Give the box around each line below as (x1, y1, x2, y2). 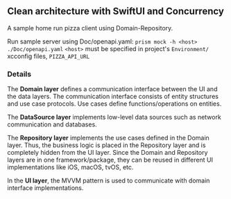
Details (7, 69, 32, 79)
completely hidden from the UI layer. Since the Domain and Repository (7, 149, 208, 157)
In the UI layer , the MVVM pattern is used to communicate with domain (7, 176, 210, 185)
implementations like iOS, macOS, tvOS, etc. (7, 163, 134, 171)
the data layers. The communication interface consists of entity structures (7, 93, 219, 101)
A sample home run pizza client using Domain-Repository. (7, 23, 173, 32)
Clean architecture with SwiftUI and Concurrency (7, 6, 224, 17)
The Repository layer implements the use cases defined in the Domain (7, 134, 209, 142)
